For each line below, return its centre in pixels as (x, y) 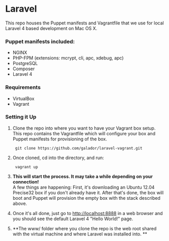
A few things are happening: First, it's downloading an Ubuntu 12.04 (83, 187)
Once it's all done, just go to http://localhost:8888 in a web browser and (88, 213)
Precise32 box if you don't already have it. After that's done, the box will (88, 192)
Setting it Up (21, 117)
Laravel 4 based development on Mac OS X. (51, 28)
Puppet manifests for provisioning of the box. (60, 139)
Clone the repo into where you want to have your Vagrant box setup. (84, 128)
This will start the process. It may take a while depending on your (83, 176)
